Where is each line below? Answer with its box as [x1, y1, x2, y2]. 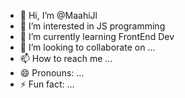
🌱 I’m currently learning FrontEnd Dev [19, 31, 175, 42]
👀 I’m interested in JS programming [19, 20, 166, 32]
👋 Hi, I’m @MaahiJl [19, 10, 98, 21]
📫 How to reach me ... [19, 53, 113, 64]
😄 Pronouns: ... [19, 67, 85, 79]
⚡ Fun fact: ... [19, 78, 75, 90]
